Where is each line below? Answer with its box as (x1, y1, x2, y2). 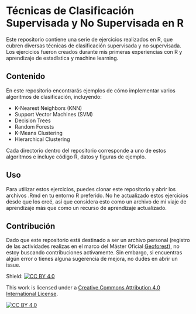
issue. (6, 261, 20, 268)
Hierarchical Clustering (14, 136, 70, 143)
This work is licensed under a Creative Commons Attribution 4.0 (6, 284, 161, 291)
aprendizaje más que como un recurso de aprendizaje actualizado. (6, 204, 167, 211)
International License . (6, 291, 59, 298)
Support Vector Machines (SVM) (14, 111, 94, 118)
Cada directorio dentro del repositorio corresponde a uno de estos (6, 147, 167, 154)
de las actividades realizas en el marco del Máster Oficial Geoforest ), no (6, 243, 180, 250)
